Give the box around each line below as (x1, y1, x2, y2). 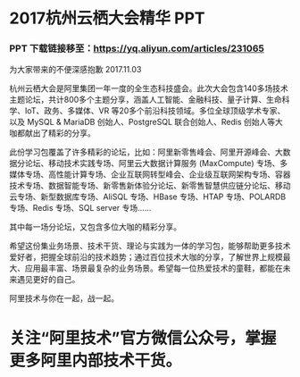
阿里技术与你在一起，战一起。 (9, 293, 119, 304)
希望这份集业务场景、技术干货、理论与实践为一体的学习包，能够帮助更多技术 (9, 240, 291, 251)
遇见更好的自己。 (16, 274, 80, 285)
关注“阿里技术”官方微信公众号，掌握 (9, 328, 277, 348)
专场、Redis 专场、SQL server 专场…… (9, 203, 152, 214)
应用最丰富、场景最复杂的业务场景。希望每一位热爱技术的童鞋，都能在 (24, 263, 283, 273)
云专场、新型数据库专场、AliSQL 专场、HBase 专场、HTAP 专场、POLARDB (9, 191, 287, 202)
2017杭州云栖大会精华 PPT (9, 8, 205, 29)
